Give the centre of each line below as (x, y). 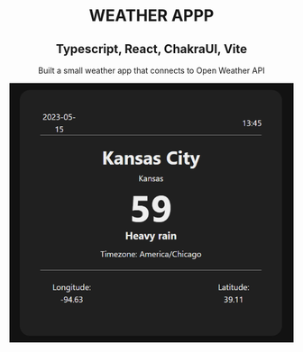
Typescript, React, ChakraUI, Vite (151, 49)
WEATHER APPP (151, 16)
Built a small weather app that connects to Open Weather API (151, 70)
